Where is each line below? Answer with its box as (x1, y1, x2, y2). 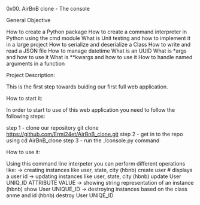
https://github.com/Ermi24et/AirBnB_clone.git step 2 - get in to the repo (6, 131, 183, 137)
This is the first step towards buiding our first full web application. (6, 83, 168, 90)
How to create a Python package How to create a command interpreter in (6, 28, 187, 35)
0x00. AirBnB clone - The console (6, 5, 90, 12)
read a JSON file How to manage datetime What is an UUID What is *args (6, 47, 187, 54)
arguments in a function (6, 60, 65, 67)
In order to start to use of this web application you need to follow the (6, 106, 175, 113)
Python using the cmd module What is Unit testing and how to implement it (6, 35, 190, 41)
